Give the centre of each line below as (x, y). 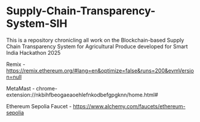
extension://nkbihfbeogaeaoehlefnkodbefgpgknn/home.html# (82, 95)
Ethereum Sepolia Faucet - (39, 106)
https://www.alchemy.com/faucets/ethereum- (129, 106)
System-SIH (37, 24)
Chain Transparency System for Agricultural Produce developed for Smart (97, 46)
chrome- (47, 88)
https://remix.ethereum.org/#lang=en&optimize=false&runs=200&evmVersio (100, 70)
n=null (14, 77)
